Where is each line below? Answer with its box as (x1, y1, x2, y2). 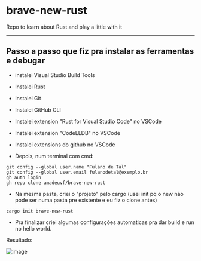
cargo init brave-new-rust (6, 208, 74, 214)
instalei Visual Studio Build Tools (14, 71, 95, 78)
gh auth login (6, 174, 42, 180)
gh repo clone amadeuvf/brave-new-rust (6, 180, 106, 186)
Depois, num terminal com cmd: (14, 152, 94, 159)
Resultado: (6, 237, 33, 244)
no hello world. (14, 225, 52, 232)
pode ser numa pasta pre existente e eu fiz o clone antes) (14, 196, 157, 204)
